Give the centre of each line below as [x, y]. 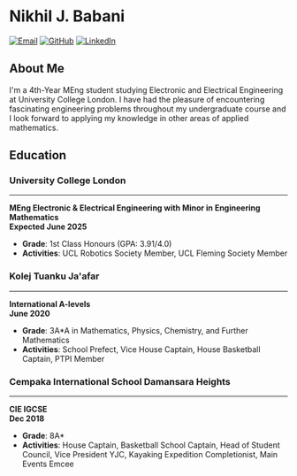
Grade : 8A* [43, 436]
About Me [37, 69]
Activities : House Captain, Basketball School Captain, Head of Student [151, 445]
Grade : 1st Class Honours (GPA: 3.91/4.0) [97, 244]
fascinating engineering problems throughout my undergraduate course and [148, 109]
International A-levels [50, 303]
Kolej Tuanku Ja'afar [54, 276]
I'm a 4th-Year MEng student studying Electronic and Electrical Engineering [146, 89]
